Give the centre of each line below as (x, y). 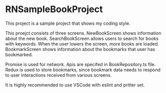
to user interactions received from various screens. (58, 75)
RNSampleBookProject (54, 9)
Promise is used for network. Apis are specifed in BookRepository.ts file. (80, 64)
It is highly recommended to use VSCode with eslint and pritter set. (75, 85)
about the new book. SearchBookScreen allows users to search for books (82, 38)
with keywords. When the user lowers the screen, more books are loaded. (82, 43)
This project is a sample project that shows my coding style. (68, 23)
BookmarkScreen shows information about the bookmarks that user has (80, 49)
